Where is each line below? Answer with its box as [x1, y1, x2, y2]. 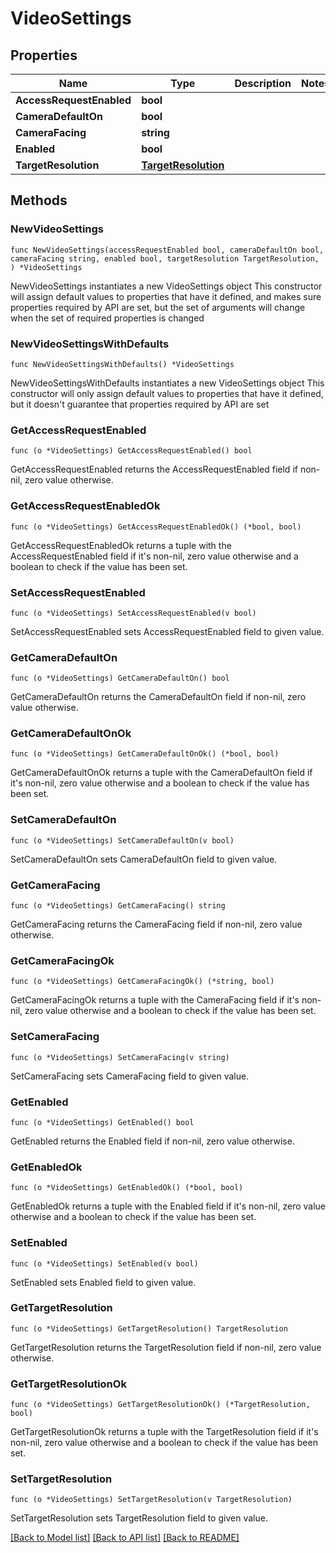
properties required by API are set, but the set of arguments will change [10, 301, 306, 313]
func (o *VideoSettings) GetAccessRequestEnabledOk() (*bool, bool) [10, 522, 302, 532]
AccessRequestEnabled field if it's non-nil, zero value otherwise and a [10, 550, 299, 562]
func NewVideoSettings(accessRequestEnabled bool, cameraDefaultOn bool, [10, 245, 325, 255]
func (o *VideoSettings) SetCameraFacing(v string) [10, 1052, 230, 1062]
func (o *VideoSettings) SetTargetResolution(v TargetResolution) [10, 1495, 293, 1505]
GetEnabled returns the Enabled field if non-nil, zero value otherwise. [10, 1135, 295, 1147]
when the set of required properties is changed [10, 312, 205, 324]
